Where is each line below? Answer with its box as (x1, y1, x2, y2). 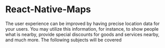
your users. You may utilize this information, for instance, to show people (5, 26, 159, 32)
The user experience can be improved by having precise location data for (5, 20, 160, 27)
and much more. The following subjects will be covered (5, 37, 122, 43)
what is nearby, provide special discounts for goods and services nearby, (5, 31, 160, 37)
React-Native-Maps (5, 4, 91, 15)
